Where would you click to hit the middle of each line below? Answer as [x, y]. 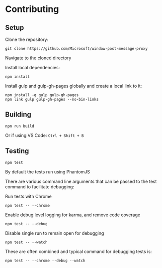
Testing [17, 151]
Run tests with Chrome [29, 196]
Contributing [32, 9]
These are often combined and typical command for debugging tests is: [79, 251]
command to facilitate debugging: [40, 187]
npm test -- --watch [27, 242]
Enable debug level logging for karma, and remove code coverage [73, 215]
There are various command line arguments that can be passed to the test [81, 181]
